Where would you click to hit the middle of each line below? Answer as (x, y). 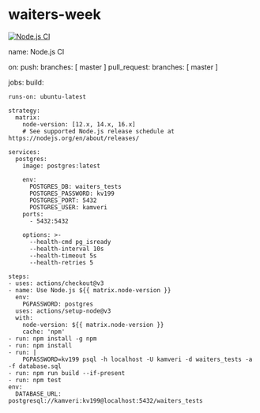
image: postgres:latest (62, 166)
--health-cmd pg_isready (70, 242)
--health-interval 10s (66, 249)
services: (24, 152)
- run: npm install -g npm (53, 338)
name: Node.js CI (36, 51)
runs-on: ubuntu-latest (47, 96)
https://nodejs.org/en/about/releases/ (74, 138)
